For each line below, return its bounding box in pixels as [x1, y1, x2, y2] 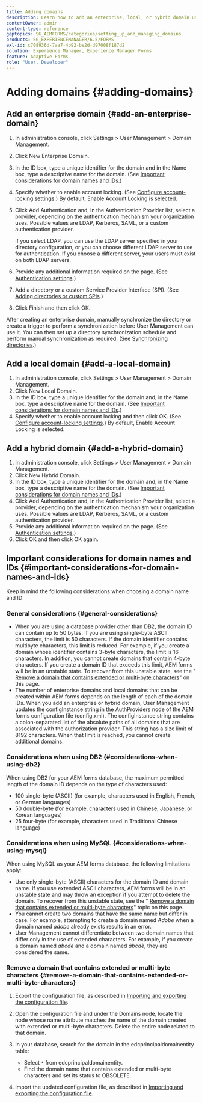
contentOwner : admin [6, 20, 58, 26]
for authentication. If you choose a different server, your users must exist [14, 250, 196, 257]
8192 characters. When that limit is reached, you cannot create [14, 732, 171, 739]
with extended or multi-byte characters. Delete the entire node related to [14, 1023, 195, 1030]
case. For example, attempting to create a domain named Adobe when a [14, 916, 194, 923]
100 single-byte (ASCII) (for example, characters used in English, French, [14, 792, 196, 799]
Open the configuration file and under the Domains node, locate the [14, 1010, 183, 1018]
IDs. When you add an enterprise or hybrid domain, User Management [14, 700, 189, 707]
